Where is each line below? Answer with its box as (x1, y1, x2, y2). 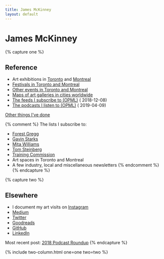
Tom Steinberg (12, 147, 42, 153)
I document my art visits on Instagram (12, 204, 89, 210)
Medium (12, 209, 29, 215)
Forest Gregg (12, 131, 39, 137)
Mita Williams (12, 141, 40, 147)
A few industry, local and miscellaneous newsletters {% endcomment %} (12, 162, 160, 168)
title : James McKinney (5, 7, 51, 12)
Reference (5, 63, 38, 72)
